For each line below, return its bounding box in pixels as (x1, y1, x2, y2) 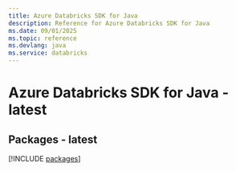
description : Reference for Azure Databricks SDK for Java (8, 19, 210, 27)
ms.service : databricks (8, 49, 88, 57)
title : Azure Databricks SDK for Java (8, 11, 138, 20)
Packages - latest (8, 132, 98, 146)
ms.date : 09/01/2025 (8, 26, 78, 35)
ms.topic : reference (8, 34, 78, 43)
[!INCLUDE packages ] (8, 154, 81, 163)
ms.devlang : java (8, 42, 67, 50)
